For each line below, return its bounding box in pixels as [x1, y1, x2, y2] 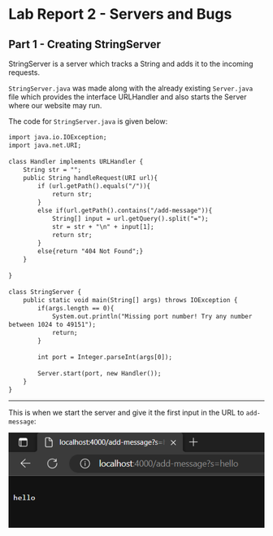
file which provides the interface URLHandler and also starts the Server [8, 92, 247, 102]
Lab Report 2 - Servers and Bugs [8, 5, 232, 24]
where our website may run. [8, 101, 102, 110]
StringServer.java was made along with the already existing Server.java [8, 83, 253, 93]
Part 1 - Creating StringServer [8, 37, 161, 51]
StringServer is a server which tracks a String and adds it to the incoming [8, 59, 253, 68]
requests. [8, 68, 41, 77]
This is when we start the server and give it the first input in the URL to [8, 408, 245, 417]
